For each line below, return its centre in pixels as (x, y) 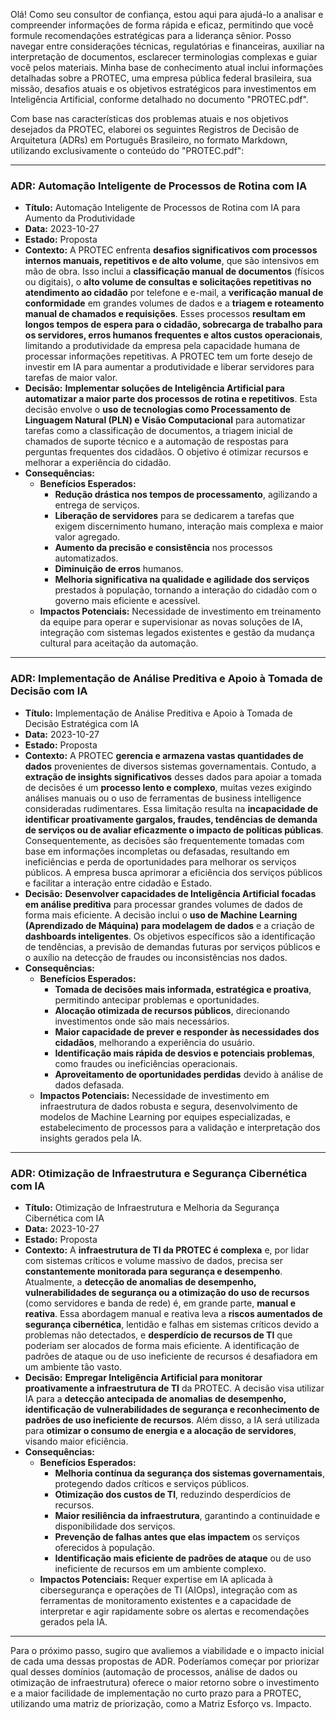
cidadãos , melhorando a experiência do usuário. (154, 1042)
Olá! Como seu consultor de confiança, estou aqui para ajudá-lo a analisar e (167, 14)
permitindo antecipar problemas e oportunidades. (157, 1000)
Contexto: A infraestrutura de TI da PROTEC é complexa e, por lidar (167, 1250)
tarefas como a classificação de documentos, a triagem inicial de (158, 431)
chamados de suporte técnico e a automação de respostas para (156, 441)
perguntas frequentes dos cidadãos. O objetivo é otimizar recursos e (166, 452)
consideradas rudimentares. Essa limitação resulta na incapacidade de (171, 808)
